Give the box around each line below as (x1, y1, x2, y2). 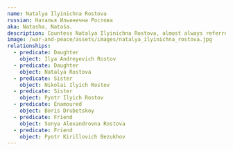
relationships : (7, 42, 51, 49)
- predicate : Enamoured (13, 101, 82, 108)
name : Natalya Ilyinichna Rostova (7, 10, 107, 17)
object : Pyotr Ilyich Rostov (19, 95, 104, 102)
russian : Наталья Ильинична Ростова (7, 17, 113, 24)
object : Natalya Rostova (19, 68, 92, 75)
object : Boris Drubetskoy (19, 107, 95, 114)
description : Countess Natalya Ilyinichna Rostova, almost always (7, 29, 203, 37)
